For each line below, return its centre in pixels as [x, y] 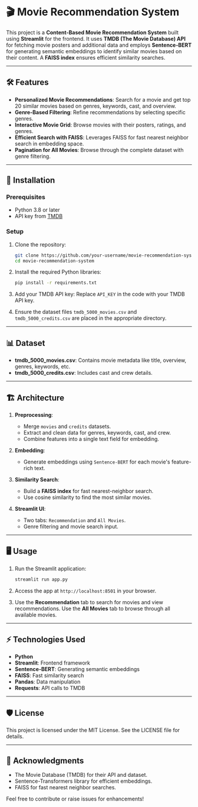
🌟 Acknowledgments [45, 761]
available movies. [36, 615]
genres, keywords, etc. [42, 367]
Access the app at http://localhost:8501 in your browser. [85, 591]
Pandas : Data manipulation [47, 682]
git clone [27, 255]
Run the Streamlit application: [50, 568]
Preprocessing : [34, 414]
